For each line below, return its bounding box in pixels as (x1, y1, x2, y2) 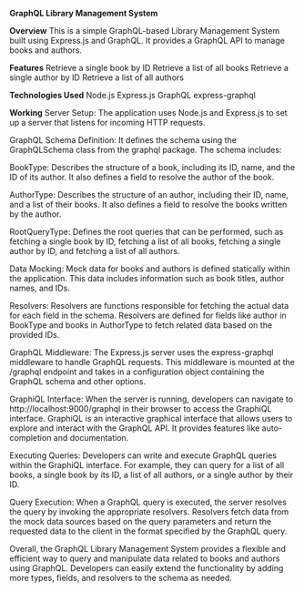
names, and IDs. (9, 282, 70, 293)
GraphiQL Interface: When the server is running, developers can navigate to (9, 393, 294, 404)
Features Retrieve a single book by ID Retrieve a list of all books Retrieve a (9, 63, 289, 73)
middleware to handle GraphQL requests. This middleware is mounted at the (9, 357, 296, 367)
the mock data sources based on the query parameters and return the (9, 516, 271, 526)
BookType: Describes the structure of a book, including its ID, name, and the (9, 162, 296, 172)
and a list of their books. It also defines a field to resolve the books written (9, 199, 288, 209)
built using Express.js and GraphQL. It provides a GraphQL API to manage (9, 36, 285, 46)
